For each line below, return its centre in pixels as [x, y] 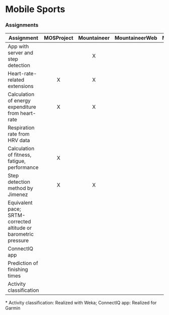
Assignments [22, 25]
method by [21, 188]
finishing [18, 270]
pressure [18, 240]
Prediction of [23, 263]
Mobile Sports [35, 9]
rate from [19, 134]
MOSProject [59, 38]
